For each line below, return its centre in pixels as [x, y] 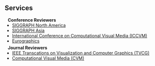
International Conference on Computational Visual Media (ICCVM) [79, 35]
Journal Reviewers [28, 48]
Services [19, 8]
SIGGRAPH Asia [28, 30]
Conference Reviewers [32, 20]
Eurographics [26, 41]
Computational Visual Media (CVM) [48, 58]
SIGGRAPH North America [39, 25]
